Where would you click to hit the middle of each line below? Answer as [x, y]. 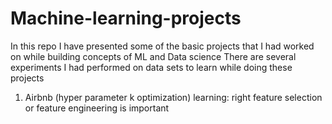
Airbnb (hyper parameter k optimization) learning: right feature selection [173, 97]
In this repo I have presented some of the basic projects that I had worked [162, 46]
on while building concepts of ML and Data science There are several [153, 56]
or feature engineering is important [97, 108]
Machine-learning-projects [126, 18]
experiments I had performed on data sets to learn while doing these [151, 67]
